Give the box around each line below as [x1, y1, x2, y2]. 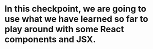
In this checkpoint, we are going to [4, 3, 147, 14]
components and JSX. [4, 34, 96, 45]
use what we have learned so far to [4, 13, 149, 24]
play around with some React [4, 24, 124, 35]
